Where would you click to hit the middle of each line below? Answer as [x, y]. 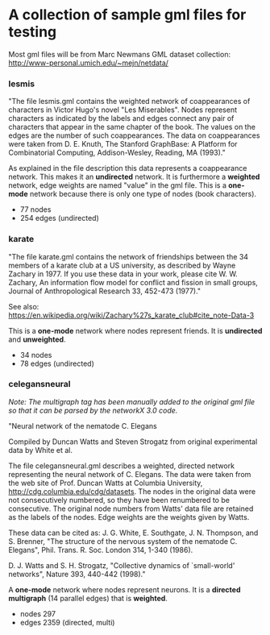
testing [33, 32]
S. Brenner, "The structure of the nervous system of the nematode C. [123, 541]
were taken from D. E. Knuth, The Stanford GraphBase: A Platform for [123, 144]
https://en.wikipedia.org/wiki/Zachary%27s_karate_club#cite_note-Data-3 [131, 315]
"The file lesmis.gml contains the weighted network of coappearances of [129, 102]
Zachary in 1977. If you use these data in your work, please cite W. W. [123, 274]
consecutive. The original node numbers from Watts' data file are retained [131, 508]
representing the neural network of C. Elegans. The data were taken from [130, 474]
